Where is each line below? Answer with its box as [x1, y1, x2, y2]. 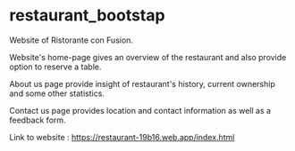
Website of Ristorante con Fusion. [9, 35, 134, 45]
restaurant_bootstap [9, 5, 165, 26]
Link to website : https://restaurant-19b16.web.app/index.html [9, 131, 235, 142]
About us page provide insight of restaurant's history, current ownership [9, 78, 275, 89]
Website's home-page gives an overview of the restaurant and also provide [9, 52, 287, 62]
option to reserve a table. [9, 61, 102, 72]
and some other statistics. [9, 88, 105, 99]
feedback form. [9, 115, 66, 125]
